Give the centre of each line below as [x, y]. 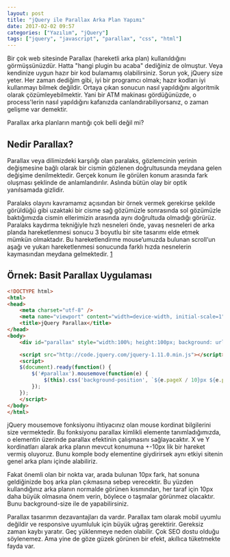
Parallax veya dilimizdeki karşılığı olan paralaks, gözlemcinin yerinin [102, 160]
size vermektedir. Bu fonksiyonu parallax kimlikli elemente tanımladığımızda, [114, 432]
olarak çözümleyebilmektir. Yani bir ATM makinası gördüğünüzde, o [102, 95]
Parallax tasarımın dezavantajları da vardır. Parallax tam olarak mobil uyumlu [114, 517]
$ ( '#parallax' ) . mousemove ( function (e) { [90, 374]
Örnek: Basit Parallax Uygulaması [80, 276]
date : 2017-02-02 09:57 [41, 26]
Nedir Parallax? [40, 144]
